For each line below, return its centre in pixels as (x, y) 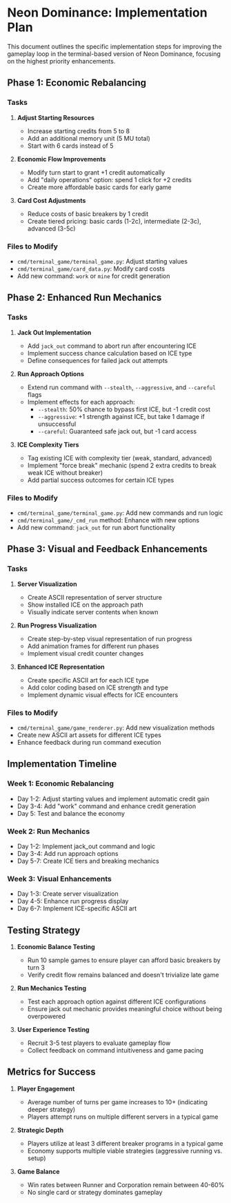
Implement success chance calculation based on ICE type (110, 353)
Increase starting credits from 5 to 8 (78, 131)
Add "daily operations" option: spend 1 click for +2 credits (109, 179)
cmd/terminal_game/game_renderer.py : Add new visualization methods (116, 727)
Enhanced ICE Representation (61, 667)
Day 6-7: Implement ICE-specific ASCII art (77, 908)
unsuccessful (57, 424)
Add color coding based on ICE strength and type (98, 687)
